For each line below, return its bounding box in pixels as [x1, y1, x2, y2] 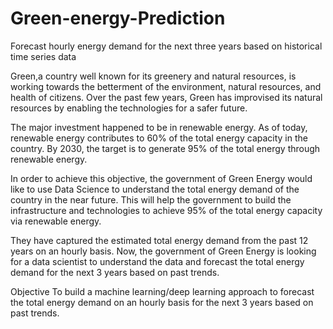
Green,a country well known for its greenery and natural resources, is [10, 70, 297, 82]
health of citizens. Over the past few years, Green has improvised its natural [10, 91, 323, 103]
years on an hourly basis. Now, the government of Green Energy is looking [10, 245, 317, 257]
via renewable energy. [10, 215, 102, 227]
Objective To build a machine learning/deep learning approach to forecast [10, 285, 315, 297]
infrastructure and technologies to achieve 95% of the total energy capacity [10, 204, 323, 216]
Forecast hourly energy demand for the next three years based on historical [10, 40, 323, 52]
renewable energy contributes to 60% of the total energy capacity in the [10, 132, 308, 144]
